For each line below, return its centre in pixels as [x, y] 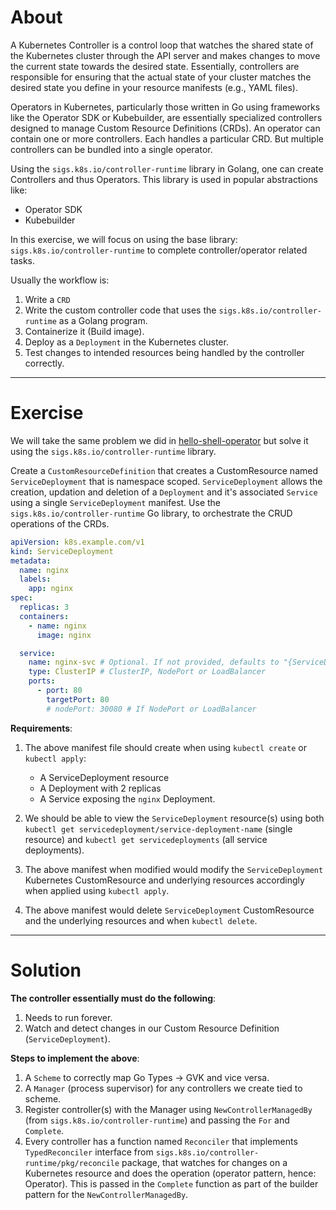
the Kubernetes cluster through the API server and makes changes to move [165, 55]
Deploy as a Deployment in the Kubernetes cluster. [126, 342]
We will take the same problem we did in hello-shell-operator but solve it [159, 440]
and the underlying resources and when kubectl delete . [141, 920]
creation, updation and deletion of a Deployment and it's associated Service [164, 492]
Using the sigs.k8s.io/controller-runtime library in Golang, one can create [167, 168]
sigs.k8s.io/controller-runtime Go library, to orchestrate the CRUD [151, 513]
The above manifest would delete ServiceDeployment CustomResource [169, 910]
